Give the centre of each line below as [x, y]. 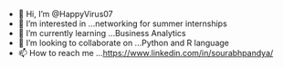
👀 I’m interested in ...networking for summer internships [123, 24]
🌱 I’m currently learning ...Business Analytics [102, 33]
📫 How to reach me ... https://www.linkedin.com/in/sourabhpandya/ [146, 53]
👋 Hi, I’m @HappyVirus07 [66, 14]
